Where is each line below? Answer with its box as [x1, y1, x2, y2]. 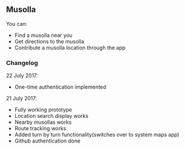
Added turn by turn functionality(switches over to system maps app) [14, 131, 180, 138]
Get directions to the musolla [14, 38, 84, 45]
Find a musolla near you [14, 32, 73, 39]
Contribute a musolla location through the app [14, 44, 126, 51]
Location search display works [14, 113, 89, 120]
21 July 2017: [6, 95, 37, 102]
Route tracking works [14, 125, 66, 132]
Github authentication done [14, 137, 81, 144]
